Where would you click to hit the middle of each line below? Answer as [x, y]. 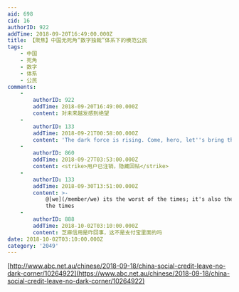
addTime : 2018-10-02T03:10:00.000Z [86, 226]
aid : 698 [20, 14]
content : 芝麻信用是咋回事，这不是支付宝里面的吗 [97, 232]
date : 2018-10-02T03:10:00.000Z [55, 239]
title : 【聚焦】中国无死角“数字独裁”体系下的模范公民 [78, 41]
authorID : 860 [54, 153]
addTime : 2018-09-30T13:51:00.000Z [86, 186]
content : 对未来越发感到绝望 [71, 113]
